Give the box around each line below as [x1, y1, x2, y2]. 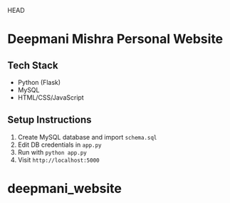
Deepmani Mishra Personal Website [7, 31, 224, 47]
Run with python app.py [17, 147, 88, 156]
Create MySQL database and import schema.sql [17, 132, 157, 141]
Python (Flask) [17, 78, 61, 86]
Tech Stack [7, 59, 58, 71]
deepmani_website [7, 181, 122, 197]
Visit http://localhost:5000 [17, 155, 100, 164]
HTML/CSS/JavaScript [17, 93, 84, 102]
